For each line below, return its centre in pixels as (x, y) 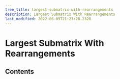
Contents (20, 71)
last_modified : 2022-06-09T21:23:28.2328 (48, 19)
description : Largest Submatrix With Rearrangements (60, 14)
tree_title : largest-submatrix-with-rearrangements (59, 10)
